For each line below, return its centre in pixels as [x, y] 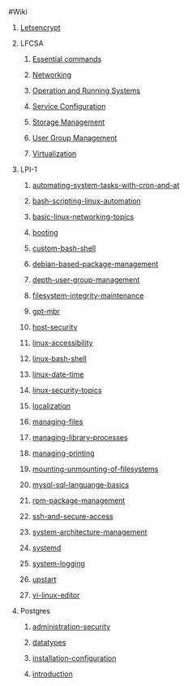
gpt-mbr [46, 311]
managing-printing [63, 453]
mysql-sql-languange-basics [81, 485]
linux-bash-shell [59, 358]
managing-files [58, 422]
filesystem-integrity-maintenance [88, 295]
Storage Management [68, 122]
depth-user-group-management [86, 280]
